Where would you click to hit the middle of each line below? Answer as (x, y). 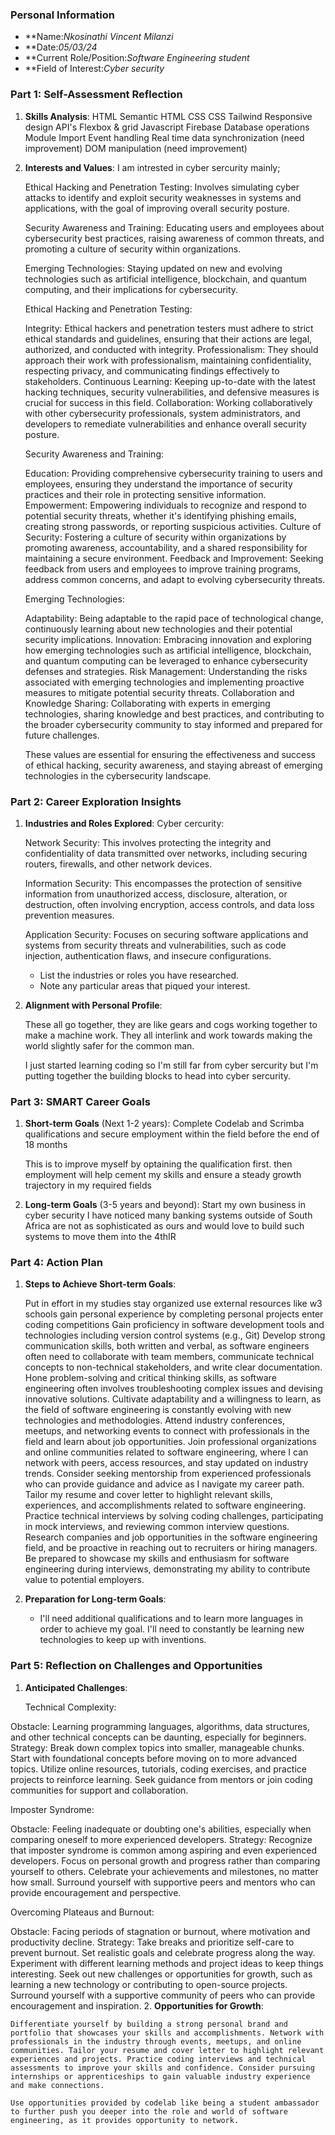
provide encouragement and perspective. (96, 1892)
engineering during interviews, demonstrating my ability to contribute (167, 1569)
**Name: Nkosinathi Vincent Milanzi (99, 37)
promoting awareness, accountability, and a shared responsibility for (166, 547)
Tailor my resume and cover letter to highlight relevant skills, (148, 1495)
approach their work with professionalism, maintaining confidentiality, (168, 360)
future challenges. (62, 735)
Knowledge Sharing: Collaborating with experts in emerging (147, 703)
